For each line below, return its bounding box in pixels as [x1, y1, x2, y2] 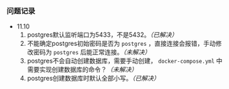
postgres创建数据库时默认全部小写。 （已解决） [27, 74, 160, 83]
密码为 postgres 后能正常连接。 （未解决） [33, 48, 151, 56]
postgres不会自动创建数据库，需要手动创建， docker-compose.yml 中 [27, 57, 223, 65]
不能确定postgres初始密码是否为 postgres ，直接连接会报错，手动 [27, 40, 216, 48]
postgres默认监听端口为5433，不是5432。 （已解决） [27, 31, 178, 39]
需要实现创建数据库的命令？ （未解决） [27, 65, 138, 74]
